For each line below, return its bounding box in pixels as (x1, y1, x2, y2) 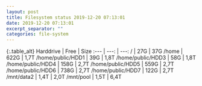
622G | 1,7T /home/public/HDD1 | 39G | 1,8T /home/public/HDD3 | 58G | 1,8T (6, 54, 197, 61)
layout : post (6, 8, 39, 15)
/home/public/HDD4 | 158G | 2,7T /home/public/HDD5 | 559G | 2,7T (6, 61, 175, 68)
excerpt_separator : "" (6, 25, 63, 32)
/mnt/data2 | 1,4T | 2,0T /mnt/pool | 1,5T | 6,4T (6, 73, 122, 81)
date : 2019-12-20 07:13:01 (6, 20, 74, 26)
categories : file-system (6, 31, 69, 37)
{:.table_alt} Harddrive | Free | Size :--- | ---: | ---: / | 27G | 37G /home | (6, 48, 183, 55)
